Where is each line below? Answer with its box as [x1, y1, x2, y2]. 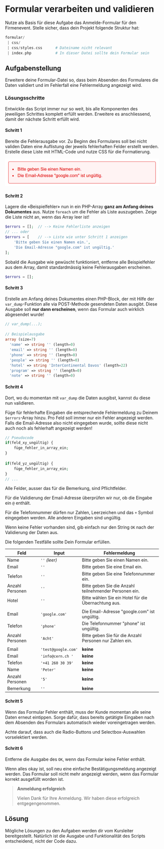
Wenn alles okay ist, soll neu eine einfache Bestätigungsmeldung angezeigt [5, 766, 157, 772]
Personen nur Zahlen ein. [82, 638, 133, 643]
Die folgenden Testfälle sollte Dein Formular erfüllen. [5, 539, 111, 545]
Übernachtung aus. [82, 600, 121, 606]
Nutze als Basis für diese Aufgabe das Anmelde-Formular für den [5, 20, 137, 26]
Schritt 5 [5, 698, 23, 704]
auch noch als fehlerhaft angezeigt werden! [5, 425, 93, 431]
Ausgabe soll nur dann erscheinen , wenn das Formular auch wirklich [5, 306, 144, 312]
